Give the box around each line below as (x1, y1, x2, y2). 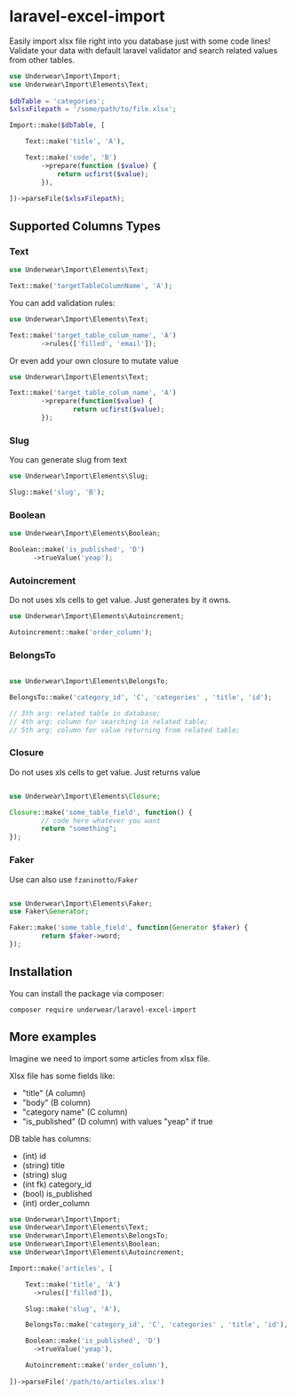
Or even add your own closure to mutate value (9, 355, 180, 366)
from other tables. (9, 54, 76, 65)
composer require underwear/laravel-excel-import (9, 1005, 197, 1014)
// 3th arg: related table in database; (9, 709, 162, 718)
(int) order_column (21, 1197, 91, 1208)
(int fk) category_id (21, 1179, 92, 1189)
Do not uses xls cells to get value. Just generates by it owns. (9, 594, 231, 606)
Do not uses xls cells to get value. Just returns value (9, 767, 201, 778)
